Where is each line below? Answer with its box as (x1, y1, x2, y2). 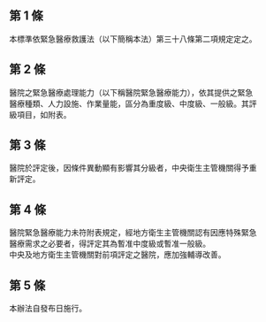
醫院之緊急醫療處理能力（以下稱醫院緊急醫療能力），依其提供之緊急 (9, 87, 254, 97)
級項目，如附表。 (9, 109, 72, 119)
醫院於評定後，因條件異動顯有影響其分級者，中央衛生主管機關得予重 (9, 163, 257, 173)
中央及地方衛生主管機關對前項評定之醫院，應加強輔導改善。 (9, 249, 226, 260)
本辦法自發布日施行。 (9, 303, 87, 314)
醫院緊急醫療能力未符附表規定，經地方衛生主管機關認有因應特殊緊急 (9, 227, 257, 238)
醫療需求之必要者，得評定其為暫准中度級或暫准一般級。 (9, 238, 210, 249)
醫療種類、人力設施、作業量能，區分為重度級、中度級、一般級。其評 (9, 98, 257, 109)
